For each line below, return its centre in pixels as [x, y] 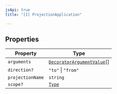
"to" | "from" [64, 70]
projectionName [26, 78]
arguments [19, 62]
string [56, 78]
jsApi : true [18, 10]
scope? [16, 84]
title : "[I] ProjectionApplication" [43, 15]
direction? [21, 70]
